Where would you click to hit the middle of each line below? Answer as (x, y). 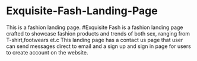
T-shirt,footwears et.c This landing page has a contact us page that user (95, 40)
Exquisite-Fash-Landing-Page (82, 11)
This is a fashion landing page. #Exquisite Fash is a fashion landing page (95, 27)
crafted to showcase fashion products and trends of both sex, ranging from (98, 33)
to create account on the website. (47, 52)
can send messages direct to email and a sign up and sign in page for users (99, 46)
